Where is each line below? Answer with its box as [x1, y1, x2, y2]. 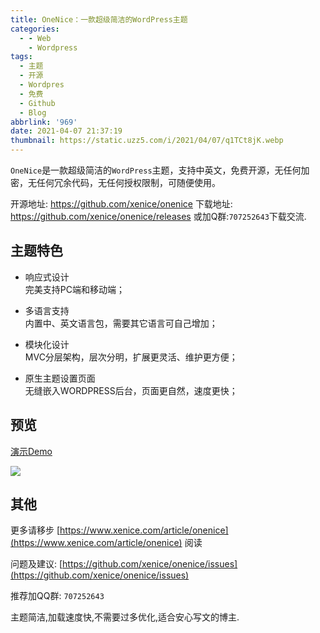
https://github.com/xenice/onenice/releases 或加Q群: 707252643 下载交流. [10, 211, 307, 222]
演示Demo [10, 445, 53, 457]
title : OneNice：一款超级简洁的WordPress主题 [10, 14, 188, 25]
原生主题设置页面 [24, 372, 96, 384]
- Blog [19, 107, 47, 118]
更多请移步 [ [10, 524, 61, 536]
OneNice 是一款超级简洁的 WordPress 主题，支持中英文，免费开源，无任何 [10, 164, 302, 176]
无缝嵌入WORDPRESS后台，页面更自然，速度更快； [24, 384, 238, 396]
